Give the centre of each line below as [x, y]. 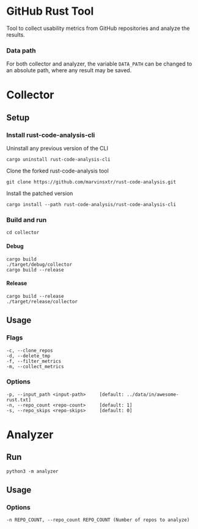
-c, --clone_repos [30, 350]
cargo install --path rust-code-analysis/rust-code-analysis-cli [91, 205]
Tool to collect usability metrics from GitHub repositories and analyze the [98, 28]
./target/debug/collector [39, 264]
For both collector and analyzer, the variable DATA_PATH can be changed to [99, 64]
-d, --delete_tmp [28, 356]
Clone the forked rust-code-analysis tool [57, 171]
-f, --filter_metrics [34, 361]
